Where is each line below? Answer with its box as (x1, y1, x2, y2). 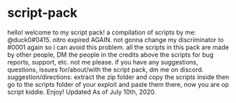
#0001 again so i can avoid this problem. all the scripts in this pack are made (7, 43, 229, 51)
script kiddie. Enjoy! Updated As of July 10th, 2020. (7, 88, 156, 96)
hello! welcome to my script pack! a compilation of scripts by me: (7, 28, 197, 36)
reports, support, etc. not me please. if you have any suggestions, (7, 57, 199, 66)
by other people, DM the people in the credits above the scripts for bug (7, 50, 213, 59)
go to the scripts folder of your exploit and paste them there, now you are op (7, 80, 229, 88)
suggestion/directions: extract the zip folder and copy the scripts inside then (7, 72, 230, 81)
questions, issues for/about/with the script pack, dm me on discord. (7, 65, 204, 74)
